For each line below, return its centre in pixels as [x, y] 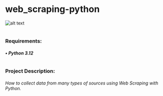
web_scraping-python [52, 9]
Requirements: [24, 41]
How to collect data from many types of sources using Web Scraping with [82, 83]
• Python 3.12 [19, 53]
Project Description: [30, 71]
